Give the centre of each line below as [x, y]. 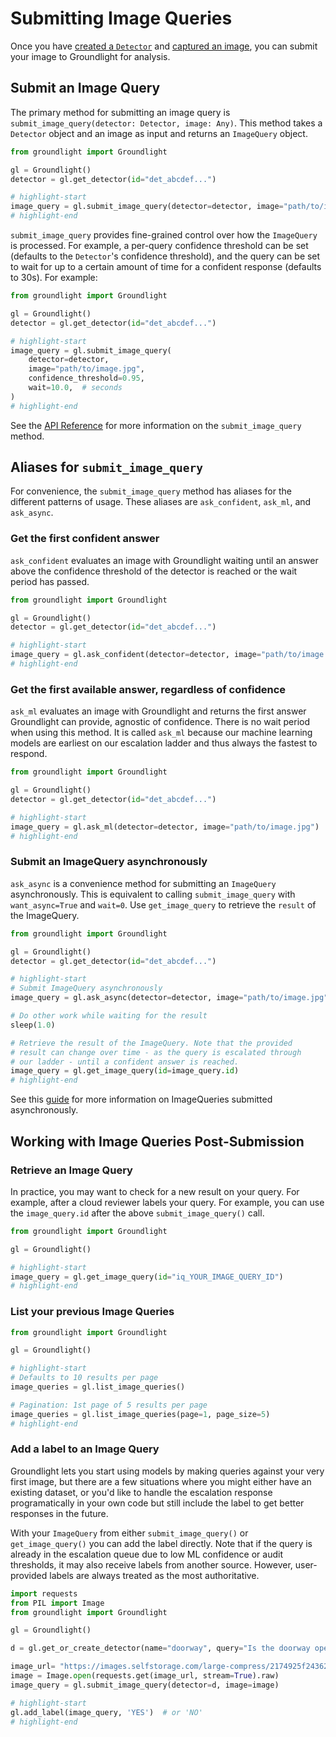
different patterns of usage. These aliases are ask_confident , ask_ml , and [161, 502]
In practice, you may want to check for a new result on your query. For [155, 1191]
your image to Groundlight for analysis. [90, 56]
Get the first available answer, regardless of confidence [148, 689]
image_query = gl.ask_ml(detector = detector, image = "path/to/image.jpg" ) [165, 827]
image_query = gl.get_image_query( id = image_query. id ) [125, 1071]
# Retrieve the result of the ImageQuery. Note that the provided [151, 1043]
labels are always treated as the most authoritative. [154, 1575]
